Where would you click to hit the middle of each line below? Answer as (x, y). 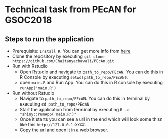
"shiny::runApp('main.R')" (48, 114)
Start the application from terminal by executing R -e (74, 109)
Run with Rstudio (30, 66)
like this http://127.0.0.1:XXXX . (53, 125)
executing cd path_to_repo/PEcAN (54, 104)
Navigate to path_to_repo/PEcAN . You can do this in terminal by (85, 98)
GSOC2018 (28, 20)
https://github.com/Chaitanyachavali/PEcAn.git (63, 61)
